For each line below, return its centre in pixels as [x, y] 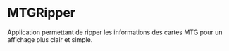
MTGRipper [42, 13]
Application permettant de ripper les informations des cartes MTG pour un [115, 32]
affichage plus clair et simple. [50, 39]
